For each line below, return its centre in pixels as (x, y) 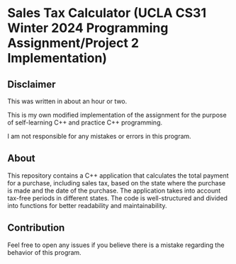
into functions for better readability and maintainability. (88, 205)
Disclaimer (32, 84)
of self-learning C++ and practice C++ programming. (85, 122)
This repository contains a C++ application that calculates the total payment (118, 176)
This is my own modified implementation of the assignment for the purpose (117, 115)
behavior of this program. (44, 252)
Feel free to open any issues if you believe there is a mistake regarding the (116, 245)
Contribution (36, 228)
